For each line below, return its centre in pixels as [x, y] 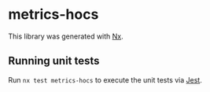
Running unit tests [54, 61]
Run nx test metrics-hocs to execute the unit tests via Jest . [105, 79]
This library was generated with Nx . [66, 36]
